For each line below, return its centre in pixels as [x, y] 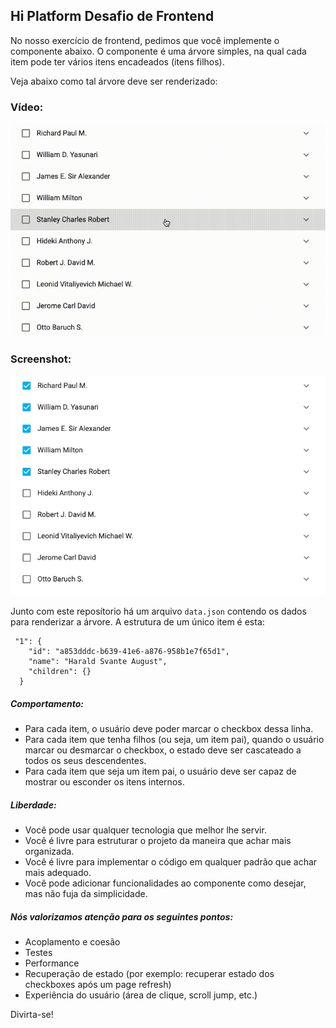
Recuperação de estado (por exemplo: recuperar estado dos [149, 974]
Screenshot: [41, 359]
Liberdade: [33, 805]
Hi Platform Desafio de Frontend [112, 16]
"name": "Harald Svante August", [98, 662]
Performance [52, 963]
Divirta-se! [32, 1015]
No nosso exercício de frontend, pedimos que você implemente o [145, 40]
